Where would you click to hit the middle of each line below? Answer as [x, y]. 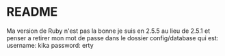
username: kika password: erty [50, 45]
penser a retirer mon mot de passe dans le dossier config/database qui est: [112, 38]
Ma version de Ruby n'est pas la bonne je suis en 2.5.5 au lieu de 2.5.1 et [108, 31]
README [32, 12]
